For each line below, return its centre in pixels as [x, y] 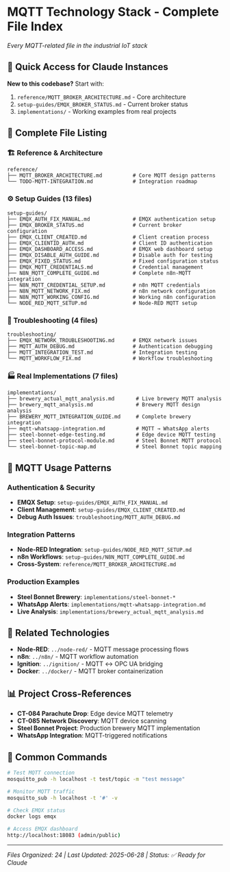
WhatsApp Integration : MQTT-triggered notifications [92, 736]
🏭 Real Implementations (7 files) [63, 376]
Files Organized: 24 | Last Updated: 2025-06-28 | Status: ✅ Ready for [106, 855]
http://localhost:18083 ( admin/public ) [64, 836]
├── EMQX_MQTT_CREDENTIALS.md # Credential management [105, 267]
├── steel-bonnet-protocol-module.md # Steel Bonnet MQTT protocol [115, 441]
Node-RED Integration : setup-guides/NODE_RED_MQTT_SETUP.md [104, 550]
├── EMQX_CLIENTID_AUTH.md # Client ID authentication [110, 243]
